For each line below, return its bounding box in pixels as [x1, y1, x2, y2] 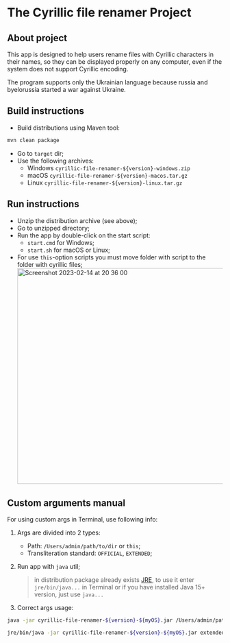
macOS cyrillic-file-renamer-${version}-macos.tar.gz [27, 171, 188, 179]
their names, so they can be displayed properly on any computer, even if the [7, 58, 222, 66]
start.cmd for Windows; [27, 238, 94, 246]
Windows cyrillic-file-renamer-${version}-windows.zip [27, 163, 190, 172]
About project [7, 32, 67, 44]
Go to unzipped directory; [16, 224, 90, 232]
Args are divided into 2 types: [16, 528, 101, 537]
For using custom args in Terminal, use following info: [7, 515, 158, 524]
